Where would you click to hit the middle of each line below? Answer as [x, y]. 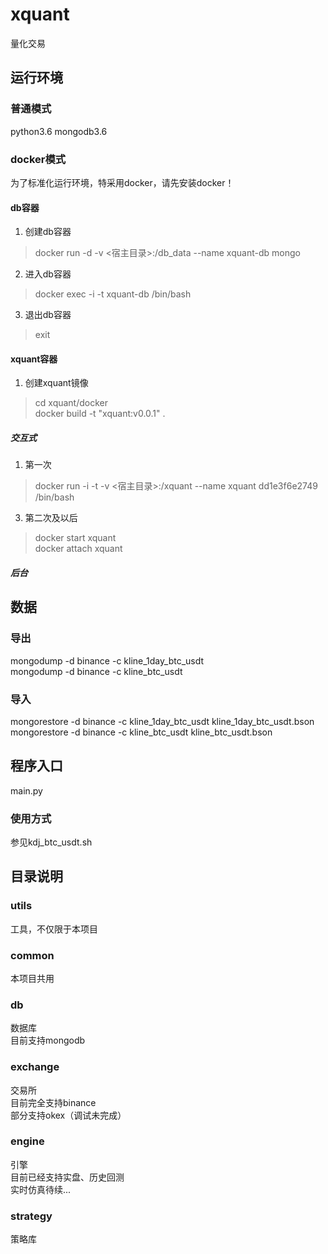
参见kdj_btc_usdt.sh [51, 842]
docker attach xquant [78, 549]
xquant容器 [34, 359]
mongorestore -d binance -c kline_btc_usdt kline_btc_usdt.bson [141, 732]
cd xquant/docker [71, 403]
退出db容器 [48, 315]
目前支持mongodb [48, 1040]
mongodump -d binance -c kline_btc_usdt [96, 671]
